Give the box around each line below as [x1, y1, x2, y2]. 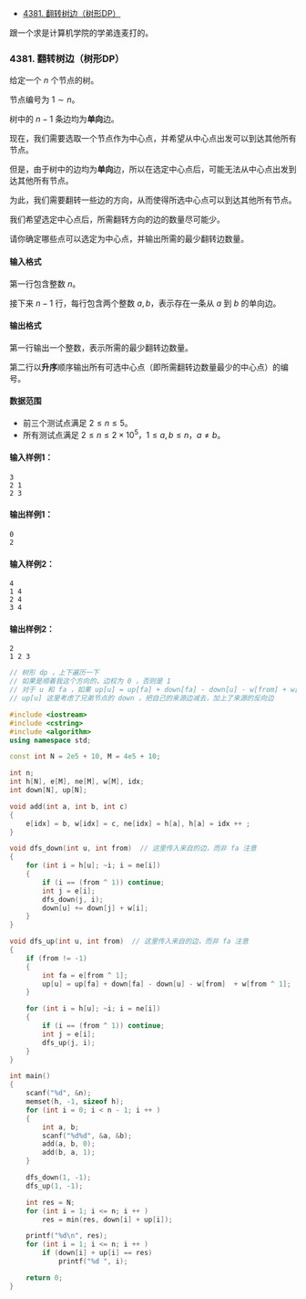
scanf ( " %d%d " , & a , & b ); [42, 1131, 132, 1140]
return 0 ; [25, 1273, 64, 1283]
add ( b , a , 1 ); [42, 1148, 96, 1158]
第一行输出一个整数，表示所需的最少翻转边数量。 [9, 341, 193, 353]
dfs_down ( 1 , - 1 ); [25, 1173, 92, 1182]
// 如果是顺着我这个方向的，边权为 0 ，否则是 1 [9, 676, 171, 686]
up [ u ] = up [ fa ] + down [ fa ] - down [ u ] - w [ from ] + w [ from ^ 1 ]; [42, 979, 291, 989]
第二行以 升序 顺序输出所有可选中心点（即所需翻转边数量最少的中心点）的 [9, 361, 280, 372]
